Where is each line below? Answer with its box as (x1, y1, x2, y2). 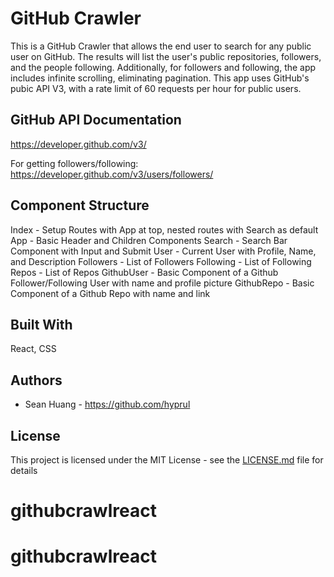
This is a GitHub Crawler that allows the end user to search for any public (10, 40, 312, 52)
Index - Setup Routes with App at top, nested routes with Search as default (10, 223, 319, 236)
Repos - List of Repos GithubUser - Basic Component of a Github (10, 266, 279, 278)
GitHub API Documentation (10, 112, 182, 129)
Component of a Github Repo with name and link (10, 287, 211, 299)
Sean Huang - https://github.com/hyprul (24, 398, 191, 411)
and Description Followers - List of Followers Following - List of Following (10, 255, 312, 267)
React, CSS (10, 343, 57, 355)
